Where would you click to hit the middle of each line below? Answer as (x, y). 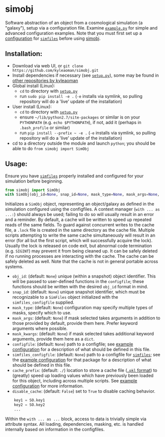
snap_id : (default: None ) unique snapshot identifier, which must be (79, 292)
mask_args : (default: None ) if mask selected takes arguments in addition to (86, 318)
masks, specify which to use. (42, 313)
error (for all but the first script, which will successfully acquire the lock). (79, 241)
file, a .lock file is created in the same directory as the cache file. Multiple (80, 230)
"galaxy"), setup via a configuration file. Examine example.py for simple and (81, 28)
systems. (14, 267)
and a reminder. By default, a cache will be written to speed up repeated (78, 219)
